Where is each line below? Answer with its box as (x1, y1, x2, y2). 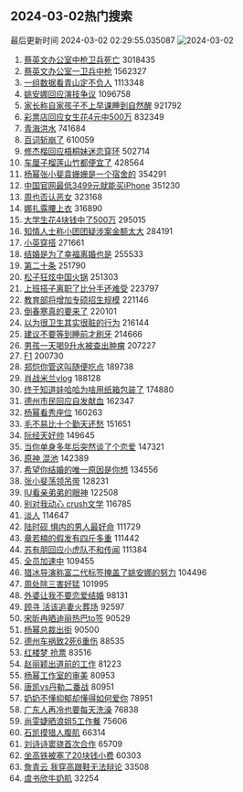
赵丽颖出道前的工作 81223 (23, 658, 121, 669)
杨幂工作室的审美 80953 (23, 669, 115, 680)
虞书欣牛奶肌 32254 (23, 772, 100, 784)
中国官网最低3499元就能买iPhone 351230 (23, 179, 181, 190)
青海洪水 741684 (23, 123, 86, 134)
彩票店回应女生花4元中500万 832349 (23, 111, 164, 122)
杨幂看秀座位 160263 (23, 406, 103, 418)
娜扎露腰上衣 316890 (23, 202, 103, 213)
